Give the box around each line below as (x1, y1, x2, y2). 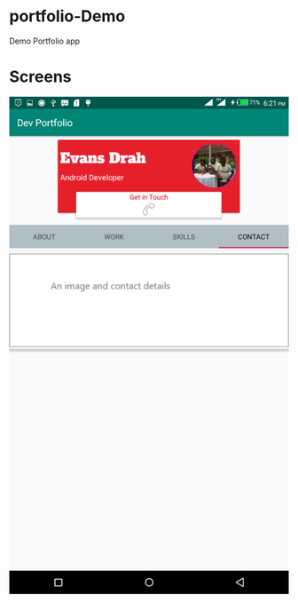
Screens (9, 67, 72, 87)
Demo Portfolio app (9, 36, 81, 46)
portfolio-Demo (9, 6, 126, 27)
